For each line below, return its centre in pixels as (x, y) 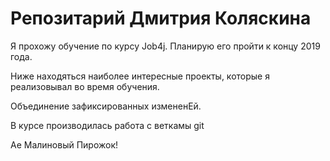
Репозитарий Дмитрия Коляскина (161, 18)
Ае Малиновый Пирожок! (64, 144)
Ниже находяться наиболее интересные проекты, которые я (140, 76)
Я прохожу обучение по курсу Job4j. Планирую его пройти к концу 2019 (165, 46)
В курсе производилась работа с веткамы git (107, 125)
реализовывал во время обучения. (85, 86)
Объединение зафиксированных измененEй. (106, 106)
